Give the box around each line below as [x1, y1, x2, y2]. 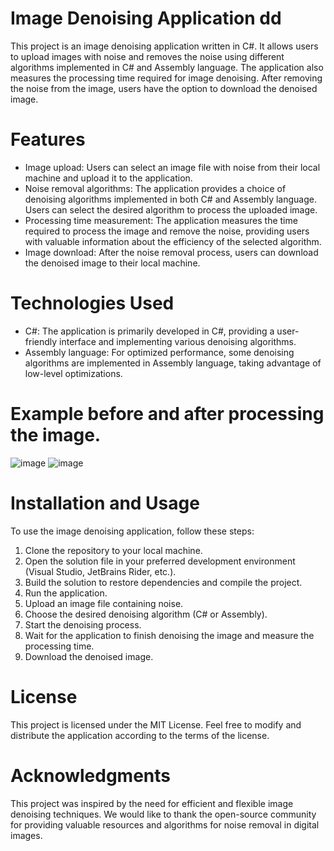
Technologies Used [10, 292, 175, 315]
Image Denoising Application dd [10, 7, 282, 30]
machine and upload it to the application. [24, 172, 193, 184]
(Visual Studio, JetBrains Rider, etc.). [24, 565, 177, 577]
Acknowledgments [10, 764, 172, 787]
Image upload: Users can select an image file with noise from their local [24, 161, 321, 173]
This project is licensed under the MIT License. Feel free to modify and [10, 718, 302, 731]
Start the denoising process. [24, 618, 142, 631]
